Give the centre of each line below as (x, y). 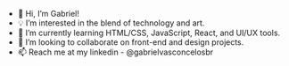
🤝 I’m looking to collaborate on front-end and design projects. (131, 42)
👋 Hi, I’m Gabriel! (49, 14)
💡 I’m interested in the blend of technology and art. (111, 23)
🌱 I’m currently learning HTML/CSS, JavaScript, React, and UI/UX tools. (149, 33)
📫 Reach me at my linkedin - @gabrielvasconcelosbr (116, 52)
